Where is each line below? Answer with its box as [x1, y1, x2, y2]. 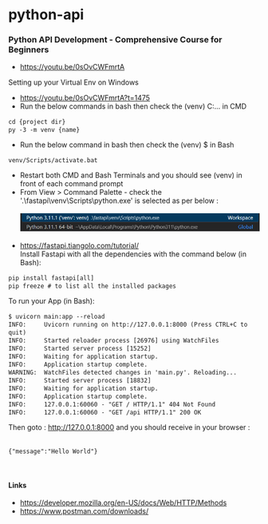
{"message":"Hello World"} [8, 447, 98, 456]
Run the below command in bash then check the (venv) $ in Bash [19, 140, 235, 149]
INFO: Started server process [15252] [8, 345, 152, 353]
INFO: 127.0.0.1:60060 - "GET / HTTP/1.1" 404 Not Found [8, 401, 216, 409]
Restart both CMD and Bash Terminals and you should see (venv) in [19, 170, 242, 181]
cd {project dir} [8, 118, 66, 126]
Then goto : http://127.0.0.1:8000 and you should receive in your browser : [8, 423, 250, 432]
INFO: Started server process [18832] [8, 377, 152, 385]
